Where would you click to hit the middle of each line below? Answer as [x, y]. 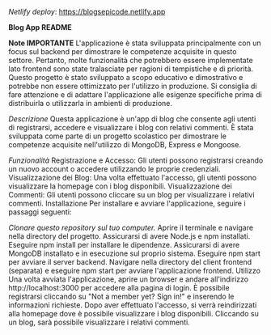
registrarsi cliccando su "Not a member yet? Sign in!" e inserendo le [121, 296]
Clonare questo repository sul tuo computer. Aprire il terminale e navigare [131, 227]
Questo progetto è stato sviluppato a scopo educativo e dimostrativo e [126, 77]
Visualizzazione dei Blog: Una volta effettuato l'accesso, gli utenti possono [133, 178]
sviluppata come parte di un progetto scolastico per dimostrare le [117, 136]
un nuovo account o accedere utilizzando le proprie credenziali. [114, 169]
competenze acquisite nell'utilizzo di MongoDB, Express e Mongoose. [125, 144]
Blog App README [40, 27]
